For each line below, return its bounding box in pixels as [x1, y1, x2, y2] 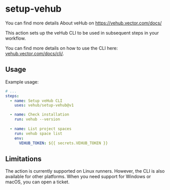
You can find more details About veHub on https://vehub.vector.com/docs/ [5, 20, 162, 26]
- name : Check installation [10, 112, 70, 117]
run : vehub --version [14, 117, 60, 122]
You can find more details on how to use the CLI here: [5, 45, 118, 51]
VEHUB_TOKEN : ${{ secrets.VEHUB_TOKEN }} [18, 141, 108, 146]
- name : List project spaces [10, 126, 72, 131]
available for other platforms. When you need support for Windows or [5, 174, 151, 180]
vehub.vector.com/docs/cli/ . [5, 50, 65, 57]
